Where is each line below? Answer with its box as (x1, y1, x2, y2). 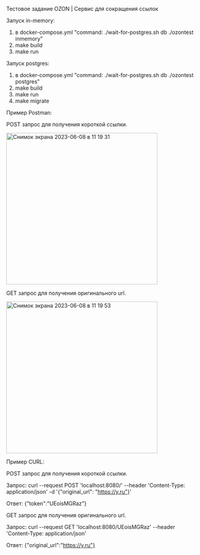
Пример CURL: (6, 458, 45, 465)
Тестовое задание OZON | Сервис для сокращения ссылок (6, 5, 159, 12)
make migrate (15, 97, 50, 104)
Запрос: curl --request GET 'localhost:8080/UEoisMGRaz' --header (6, 523, 175, 530)
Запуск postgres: (6, 60, 50, 67)
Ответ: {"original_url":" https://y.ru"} (6, 542, 95, 548)
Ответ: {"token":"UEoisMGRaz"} (6, 500, 87, 507)
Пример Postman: (6, 109, 53, 116)
